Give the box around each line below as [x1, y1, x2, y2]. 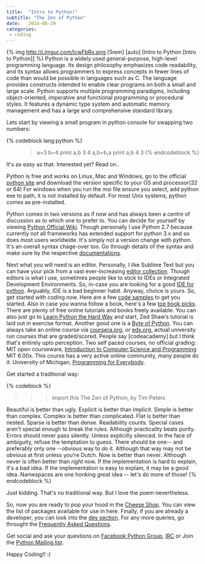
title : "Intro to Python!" [6, 9, 78, 15]
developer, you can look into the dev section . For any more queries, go [6, 514, 185, 521]
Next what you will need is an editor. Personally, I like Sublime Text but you [6, 261, 195, 269]
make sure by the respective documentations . [6, 249, 122, 257]
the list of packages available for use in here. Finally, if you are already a [6, 508, 188, 515]
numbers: [6, 125, 31, 133]
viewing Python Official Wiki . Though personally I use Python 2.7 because [6, 224, 193, 231]
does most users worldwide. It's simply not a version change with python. [6, 236, 193, 244]
